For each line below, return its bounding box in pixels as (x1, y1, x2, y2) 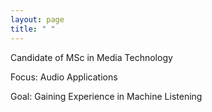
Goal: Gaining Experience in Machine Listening (10, 90, 203, 102)
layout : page (10, 14, 65, 25)
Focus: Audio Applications (10, 71, 118, 83)
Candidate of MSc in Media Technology (10, 51, 173, 63)
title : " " (10, 24, 56, 34)
